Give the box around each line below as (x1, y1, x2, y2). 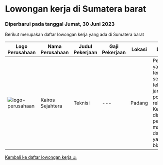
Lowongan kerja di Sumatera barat (5, 3, 147, 15)
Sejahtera (40, 103, 63, 109)
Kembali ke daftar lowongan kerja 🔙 (5, 154, 77, 160)
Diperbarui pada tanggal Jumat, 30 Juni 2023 (5, 21, 115, 28)
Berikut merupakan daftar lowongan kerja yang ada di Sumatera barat (5, 31, 144, 37)
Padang (130, 100, 148, 106)
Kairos (40, 97, 55, 104)
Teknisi (73, 100, 90, 106)
